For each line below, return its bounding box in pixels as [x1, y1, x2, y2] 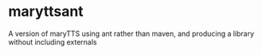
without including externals [8, 37, 97, 46]
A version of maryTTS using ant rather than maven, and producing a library [8, 29, 255, 38]
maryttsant [8, 2, 84, 21]
